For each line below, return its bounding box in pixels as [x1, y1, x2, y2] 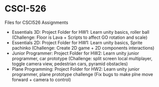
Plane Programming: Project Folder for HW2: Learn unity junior [11, 66, 140, 72]
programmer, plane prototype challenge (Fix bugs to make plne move [11, 71, 153, 77]
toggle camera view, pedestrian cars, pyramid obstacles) [11, 61, 128, 67]
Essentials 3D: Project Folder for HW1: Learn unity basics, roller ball [11, 29, 150, 35]
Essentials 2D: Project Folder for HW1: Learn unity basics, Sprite [11, 39, 143, 45]
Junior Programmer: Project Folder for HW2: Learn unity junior [11, 50, 139, 56]
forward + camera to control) [11, 77, 71, 83]
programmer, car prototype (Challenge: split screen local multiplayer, [11, 55, 153, 61]
